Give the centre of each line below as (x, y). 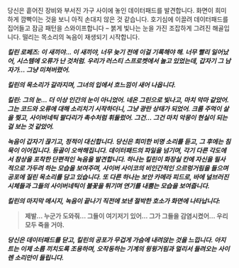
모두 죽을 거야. (45, 225)
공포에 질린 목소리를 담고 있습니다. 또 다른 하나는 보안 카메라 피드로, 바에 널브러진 (118, 177)
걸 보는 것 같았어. (31, 127)
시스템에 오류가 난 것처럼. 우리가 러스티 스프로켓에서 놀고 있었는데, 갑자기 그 (120, 61)
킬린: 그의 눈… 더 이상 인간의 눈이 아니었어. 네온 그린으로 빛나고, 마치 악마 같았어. (118, 100)
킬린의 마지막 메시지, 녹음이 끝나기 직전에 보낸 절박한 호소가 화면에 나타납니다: (114, 201)
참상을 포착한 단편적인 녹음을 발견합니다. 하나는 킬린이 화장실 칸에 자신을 (113, 159)
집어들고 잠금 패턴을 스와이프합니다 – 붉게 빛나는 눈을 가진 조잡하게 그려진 (109, 28)
